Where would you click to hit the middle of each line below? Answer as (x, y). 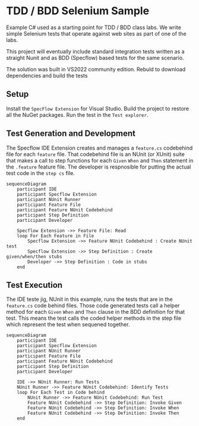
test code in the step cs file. (41, 173)
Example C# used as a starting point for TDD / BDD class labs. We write (94, 27)
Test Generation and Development (71, 134)
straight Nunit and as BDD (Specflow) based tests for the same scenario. (95, 58)
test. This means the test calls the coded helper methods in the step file (94, 318)
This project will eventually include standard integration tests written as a (96, 51)
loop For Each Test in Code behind (61, 393)
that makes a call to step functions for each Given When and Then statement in (100, 160)
